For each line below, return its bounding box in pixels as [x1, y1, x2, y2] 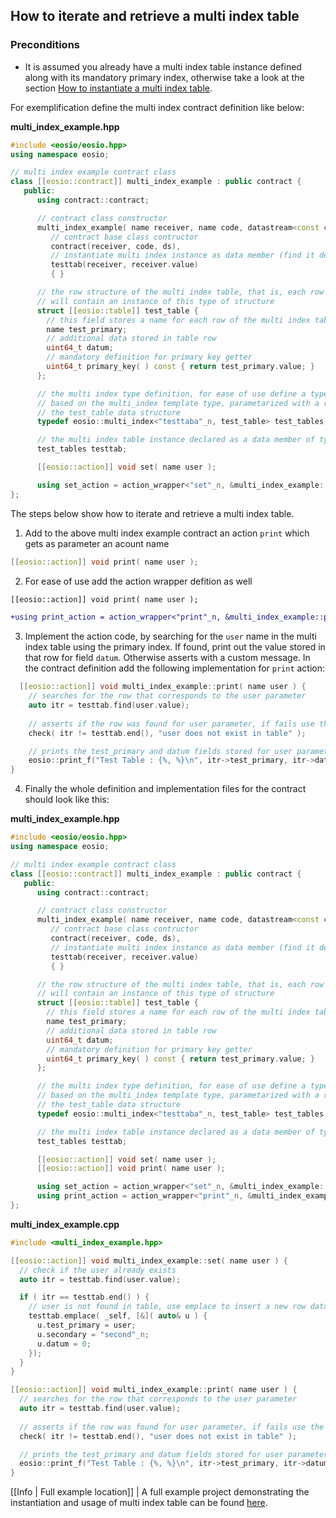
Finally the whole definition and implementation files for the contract [24, 783, 307, 795]
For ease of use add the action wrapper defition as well [24, 575, 253, 587]
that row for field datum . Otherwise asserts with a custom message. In [24, 652, 311, 664]
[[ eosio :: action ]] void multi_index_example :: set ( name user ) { [10, 1255, 288, 1266]
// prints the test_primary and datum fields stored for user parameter [19, 1449, 329, 1459]
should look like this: [24, 794, 110, 806]
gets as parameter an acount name [24, 537, 170, 549]
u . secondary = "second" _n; [36, 1329, 150, 1339]
